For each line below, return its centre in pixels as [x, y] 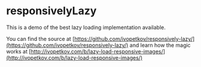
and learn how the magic [160, 45]
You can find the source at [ [40, 39]
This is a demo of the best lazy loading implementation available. [86, 27]
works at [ [19, 51]
